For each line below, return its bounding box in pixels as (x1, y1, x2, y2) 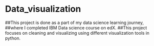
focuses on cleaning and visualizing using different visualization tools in (5, 30, 150, 36)
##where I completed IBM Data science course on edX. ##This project (5, 24, 147, 30)
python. (5, 35, 21, 41)
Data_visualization (5, 3, 81, 15)
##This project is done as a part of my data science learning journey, (5, 20, 144, 25)
